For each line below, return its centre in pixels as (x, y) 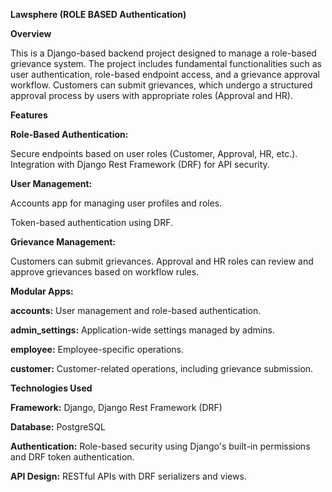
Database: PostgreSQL (58, 427)
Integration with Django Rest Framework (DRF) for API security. (140, 164)
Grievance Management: (63, 242)
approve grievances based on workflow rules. (105, 272)
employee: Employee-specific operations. (97, 349)
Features (29, 115)
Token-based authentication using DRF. (91, 222)
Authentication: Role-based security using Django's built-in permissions (160, 446)
